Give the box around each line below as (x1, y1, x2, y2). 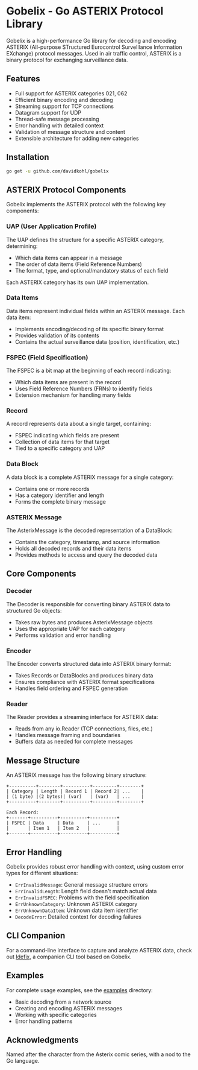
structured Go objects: (6, 607, 62, 614)
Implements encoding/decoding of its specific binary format (14, 325, 164, 332)
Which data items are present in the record (14, 379, 122, 386)
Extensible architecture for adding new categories (14, 135, 140, 142)
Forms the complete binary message (14, 498, 107, 505)
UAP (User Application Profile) (6, 222, 97, 230)
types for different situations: (6, 869, 78, 876)
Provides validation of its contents (14, 332, 99, 339)
